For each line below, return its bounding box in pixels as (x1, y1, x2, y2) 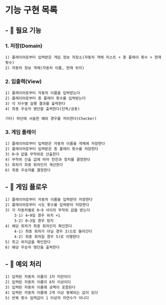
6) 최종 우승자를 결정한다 (5, 168, 51, 173)
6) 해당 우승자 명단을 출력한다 (5, 245, 60, 250)
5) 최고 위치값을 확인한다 (5, 239, 51, 245)
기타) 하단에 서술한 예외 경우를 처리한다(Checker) (5, 116, 97, 121)
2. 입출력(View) (5, 78, 42, 85)
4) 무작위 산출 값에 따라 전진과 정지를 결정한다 (5, 157, 91, 162)
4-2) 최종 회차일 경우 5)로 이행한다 (14, 234, 80, 239)
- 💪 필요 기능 (5, 26, 41, 34)
